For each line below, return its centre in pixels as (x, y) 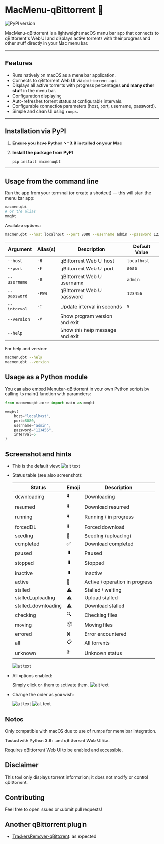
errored (23, 634)
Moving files (99, 625)
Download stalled (104, 606)
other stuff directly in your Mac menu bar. (47, 43)
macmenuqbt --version (27, 362)
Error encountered (106, 634)
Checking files (101, 615)
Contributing (25, 798)
